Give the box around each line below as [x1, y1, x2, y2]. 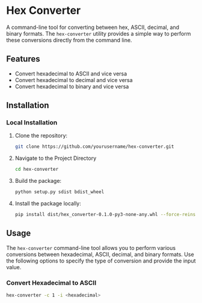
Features [6, 54, 40, 64]
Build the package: [14, 177, 62, 185]
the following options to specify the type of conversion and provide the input [6, 257, 196, 264]
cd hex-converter [14, 167, 59, 173]
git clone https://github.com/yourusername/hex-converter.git [14, 144, 174, 150]
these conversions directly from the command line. [6, 36, 132, 43]
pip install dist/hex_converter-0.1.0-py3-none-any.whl [14, 212, 158, 218]
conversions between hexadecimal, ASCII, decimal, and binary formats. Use [6, 250, 194, 258]
